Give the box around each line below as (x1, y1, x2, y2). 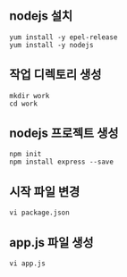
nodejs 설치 (9, 8, 73, 24)
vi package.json (9, 208, 70, 217)
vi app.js (9, 259, 47, 268)
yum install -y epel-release (9, 32, 118, 42)
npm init (9, 150, 42, 159)
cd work (9, 99, 38, 108)
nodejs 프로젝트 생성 (9, 126, 119, 141)
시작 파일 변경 (9, 184, 80, 199)
